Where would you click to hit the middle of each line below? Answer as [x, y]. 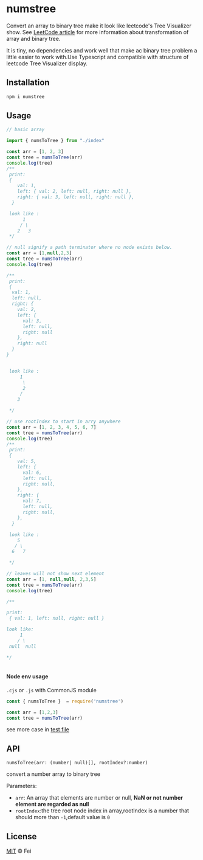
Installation [28, 83]
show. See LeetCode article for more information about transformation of [98, 32]
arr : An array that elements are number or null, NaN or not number [99, 798]
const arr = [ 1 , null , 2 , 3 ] [39, 253]
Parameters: [22, 786]
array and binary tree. [33, 38]
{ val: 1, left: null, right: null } [57, 618]
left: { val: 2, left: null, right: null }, [74, 192]
